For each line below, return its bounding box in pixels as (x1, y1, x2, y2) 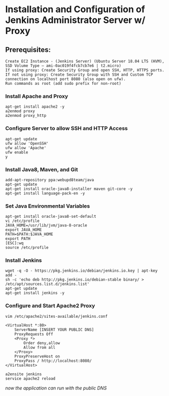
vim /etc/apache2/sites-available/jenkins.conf (5, 314, 108, 319)
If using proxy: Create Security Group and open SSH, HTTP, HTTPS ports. (5, 68, 165, 73)
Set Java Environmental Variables (5, 202, 90, 209)
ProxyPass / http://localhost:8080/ (14, 358, 92, 364)
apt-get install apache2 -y (5, 104, 65, 110)
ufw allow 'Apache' (5, 145, 47, 150)
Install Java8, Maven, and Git (5, 166, 78, 173)
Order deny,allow (23, 340, 60, 346)
